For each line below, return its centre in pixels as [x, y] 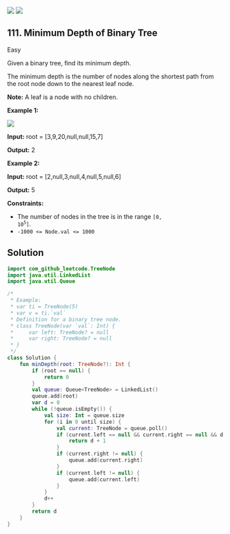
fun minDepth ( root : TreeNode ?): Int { [75, 364]
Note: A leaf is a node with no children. [63, 97]
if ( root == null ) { [61, 371]
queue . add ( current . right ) [106, 460]
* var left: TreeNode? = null [60, 332]
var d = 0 [46, 403]
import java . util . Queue [41, 281]
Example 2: [23, 163]
